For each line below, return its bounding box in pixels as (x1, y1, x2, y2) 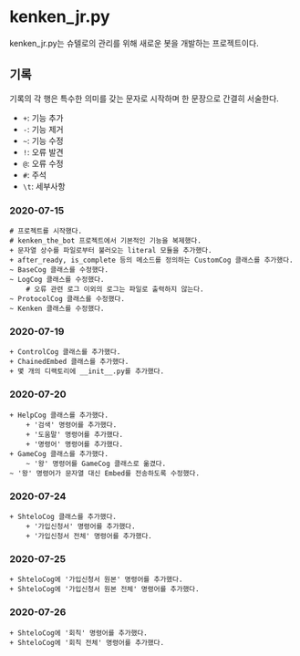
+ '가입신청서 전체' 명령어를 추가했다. (26, 531, 153, 540)
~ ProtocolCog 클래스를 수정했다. (9, 295, 126, 304)
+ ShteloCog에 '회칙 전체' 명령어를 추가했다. (9, 638, 165, 647)
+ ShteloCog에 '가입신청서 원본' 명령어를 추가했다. (9, 575, 183, 585)
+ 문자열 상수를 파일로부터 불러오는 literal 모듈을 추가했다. (9, 246, 212, 255)
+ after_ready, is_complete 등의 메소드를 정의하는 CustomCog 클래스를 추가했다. (9, 255, 294, 266)
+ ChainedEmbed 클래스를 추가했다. (9, 358, 129, 367)
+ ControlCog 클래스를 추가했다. (9, 348, 121, 357)
